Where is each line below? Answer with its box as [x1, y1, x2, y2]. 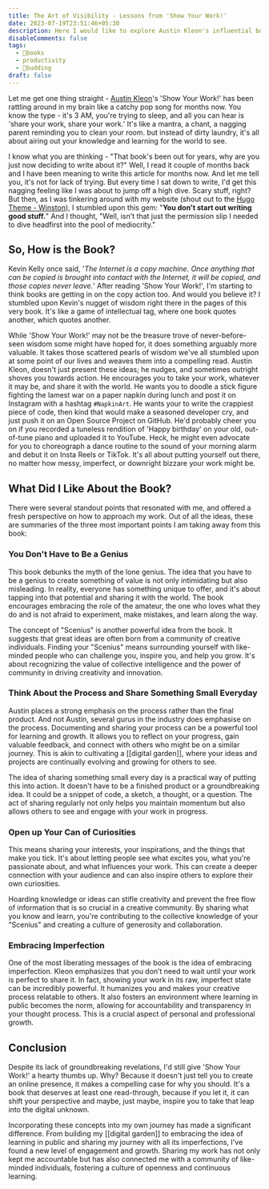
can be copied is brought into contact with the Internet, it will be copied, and [8, 273, 261, 282]
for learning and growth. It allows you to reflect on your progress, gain [8, 731, 239, 741]
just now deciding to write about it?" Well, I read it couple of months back [8, 160, 250, 169]
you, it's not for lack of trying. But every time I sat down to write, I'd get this [8, 177, 257, 187]
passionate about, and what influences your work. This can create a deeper [8, 862, 258, 872]
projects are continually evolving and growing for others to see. [8, 757, 218, 766]
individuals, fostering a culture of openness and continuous [34, 1163, 231, 1173]
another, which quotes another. [8, 315, 111, 325]
